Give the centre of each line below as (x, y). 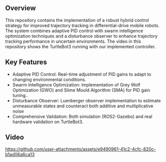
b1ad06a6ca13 (20, 155)
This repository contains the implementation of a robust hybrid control (77, 20)
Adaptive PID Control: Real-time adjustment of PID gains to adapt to (82, 74)
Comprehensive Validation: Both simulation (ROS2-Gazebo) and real (82, 116)
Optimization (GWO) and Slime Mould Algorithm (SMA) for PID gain (81, 90)
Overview (21, 8)
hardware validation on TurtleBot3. (48, 122)
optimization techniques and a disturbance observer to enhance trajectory (82, 36)
